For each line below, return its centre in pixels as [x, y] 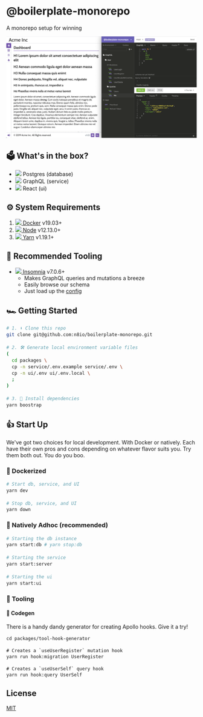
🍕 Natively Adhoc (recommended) [57, 525]
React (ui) [35, 188]
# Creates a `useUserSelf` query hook [55, 669]
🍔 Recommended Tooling [54, 256]
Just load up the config [53, 291]
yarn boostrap [24, 405]
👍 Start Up [27, 425]
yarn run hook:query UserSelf [44, 675]
